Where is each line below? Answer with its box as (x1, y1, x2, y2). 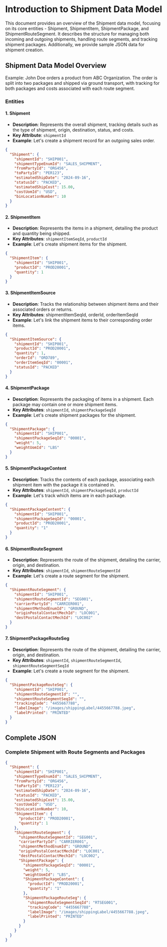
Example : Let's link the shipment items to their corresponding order (12, 317, 152, 323)
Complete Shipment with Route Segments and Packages (5, 749, 145, 756)
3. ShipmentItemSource (5, 290, 56, 296)
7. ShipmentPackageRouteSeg (5, 635, 70, 641)
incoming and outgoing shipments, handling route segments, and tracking (5, 36, 158, 42)
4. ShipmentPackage (5, 385, 50, 391)
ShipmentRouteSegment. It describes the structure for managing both (5, 31, 149, 37)
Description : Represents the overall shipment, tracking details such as (12, 122, 158, 128)
